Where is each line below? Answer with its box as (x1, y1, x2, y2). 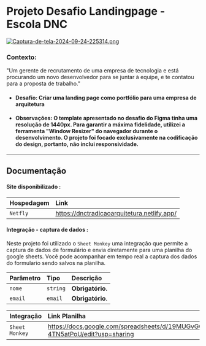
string (46, 285, 66, 292)
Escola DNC (6, 17, 68, 31)
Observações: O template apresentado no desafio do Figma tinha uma (15, 115, 198, 122)
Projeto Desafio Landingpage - (6, 4, 166, 18)
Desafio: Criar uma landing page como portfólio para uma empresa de (15, 94, 197, 101)
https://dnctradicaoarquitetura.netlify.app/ (55, 209, 177, 217)
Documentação (6, 166, 66, 176)
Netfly (9, 210, 29, 217)
